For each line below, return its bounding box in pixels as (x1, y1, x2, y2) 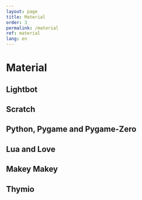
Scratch (6, 104, 36, 114)
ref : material (6, 30, 41, 36)
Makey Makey (6, 164, 58, 174)
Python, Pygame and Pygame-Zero (6, 124, 137, 134)
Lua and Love (6, 144, 56, 154)
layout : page (6, 8, 38, 15)
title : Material (6, 14, 46, 20)
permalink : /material (6, 25, 59, 31)
